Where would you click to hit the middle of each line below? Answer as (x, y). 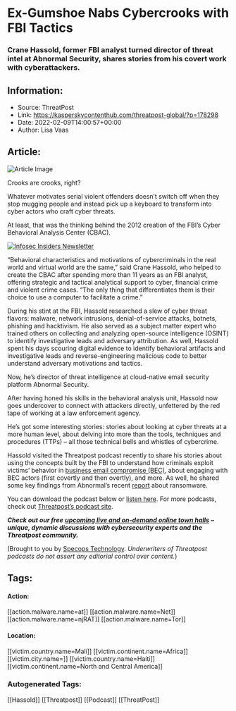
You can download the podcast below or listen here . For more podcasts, (112, 499)
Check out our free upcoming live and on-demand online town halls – (111, 520)
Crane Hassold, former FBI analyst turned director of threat (110, 50)
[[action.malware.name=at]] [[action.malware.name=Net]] (92, 612)
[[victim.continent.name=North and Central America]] (85, 666)
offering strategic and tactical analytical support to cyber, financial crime (113, 282)
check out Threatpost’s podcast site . (61, 506)
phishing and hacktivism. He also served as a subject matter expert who (112, 326)
